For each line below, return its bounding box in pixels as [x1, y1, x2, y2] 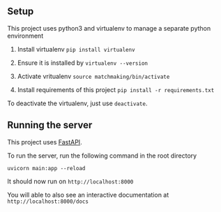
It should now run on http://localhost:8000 [7, 177, 134, 185]
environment [7, 31, 44, 40]
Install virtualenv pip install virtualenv [17, 45, 135, 53]
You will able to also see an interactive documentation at [7, 190, 169, 199]
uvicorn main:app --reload [7, 165, 86, 172]
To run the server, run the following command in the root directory [7, 151, 197, 160]
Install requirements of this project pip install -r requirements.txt [17, 85, 215, 93]
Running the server [7, 119, 93, 131]
